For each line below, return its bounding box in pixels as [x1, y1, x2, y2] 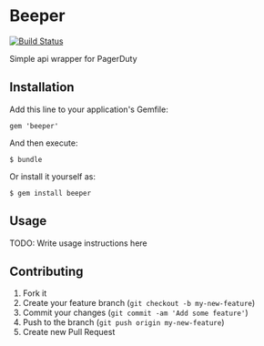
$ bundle [9, 155, 43, 164]
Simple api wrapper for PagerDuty [9, 53, 138, 64]
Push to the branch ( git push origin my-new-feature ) [22, 317, 225, 328]
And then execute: [9, 137, 78, 148]
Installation [9, 79, 75, 96]
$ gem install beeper [9, 188, 92, 198]
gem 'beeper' [9, 121, 59, 130]
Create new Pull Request [22, 327, 116, 338]
